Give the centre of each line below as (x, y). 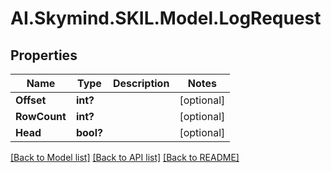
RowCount (41, 116)
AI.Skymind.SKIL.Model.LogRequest (166, 18)
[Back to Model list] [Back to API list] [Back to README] (125, 157)
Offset (31, 100)
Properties (44, 55)
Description (141, 83)
